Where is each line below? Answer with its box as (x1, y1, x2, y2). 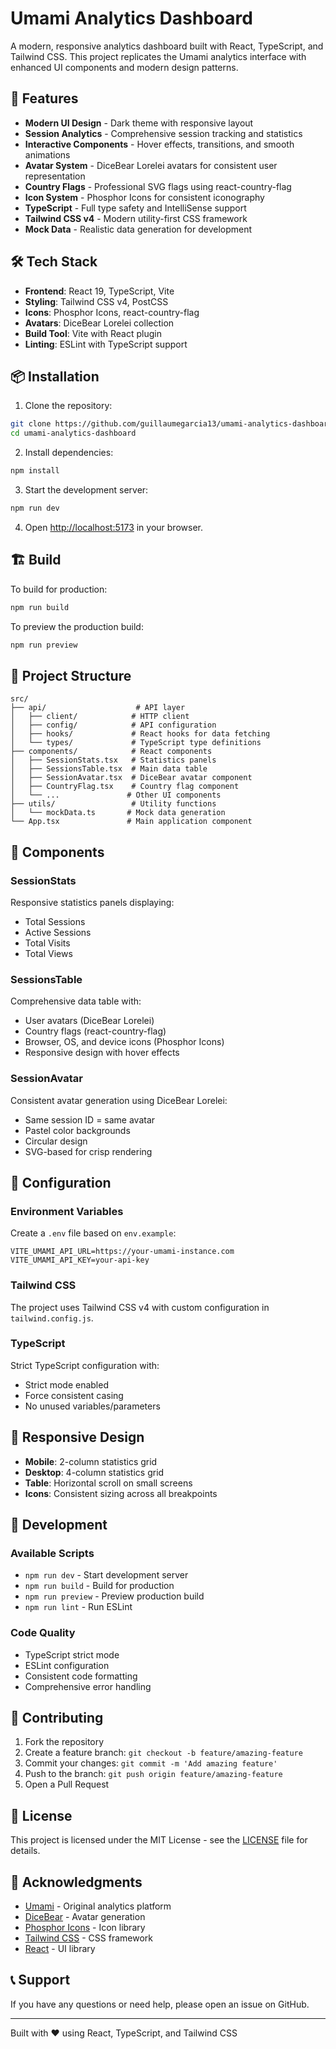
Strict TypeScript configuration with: (10, 1359, 160, 1371)
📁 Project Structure (10, 667, 132, 684)
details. (10, 1845, 41, 1857)
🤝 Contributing (10, 1710, 104, 1726)
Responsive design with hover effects (24, 1047, 180, 1059)
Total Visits (24, 937, 71, 949)
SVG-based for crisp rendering (24, 1145, 153, 1157)
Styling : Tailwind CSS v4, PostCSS (24, 295, 169, 307)
